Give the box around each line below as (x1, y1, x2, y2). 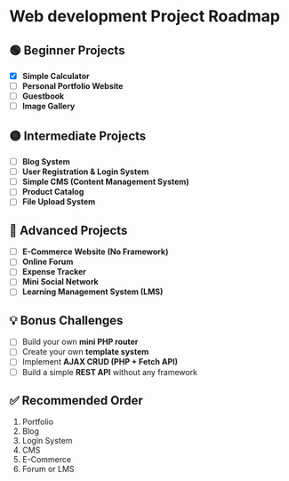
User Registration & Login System (21, 166, 149, 177)
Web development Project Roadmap (9, 6, 280, 27)
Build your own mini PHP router (21, 336, 139, 348)
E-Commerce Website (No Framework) (21, 246, 169, 257)
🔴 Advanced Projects (9, 222, 128, 237)
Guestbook (21, 91, 65, 101)
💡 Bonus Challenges (9, 313, 124, 328)
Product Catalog (21, 187, 84, 197)
